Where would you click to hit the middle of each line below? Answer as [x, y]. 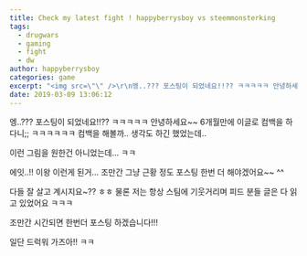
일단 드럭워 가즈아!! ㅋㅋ [52, 241]
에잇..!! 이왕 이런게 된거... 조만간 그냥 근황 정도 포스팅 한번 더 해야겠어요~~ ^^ [147, 172]
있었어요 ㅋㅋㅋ [46, 203]
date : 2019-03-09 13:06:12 [61, 94]
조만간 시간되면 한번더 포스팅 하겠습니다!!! [84, 222]
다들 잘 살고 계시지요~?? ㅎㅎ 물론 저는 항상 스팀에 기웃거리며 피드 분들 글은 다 [148, 191]
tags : [20, 27]
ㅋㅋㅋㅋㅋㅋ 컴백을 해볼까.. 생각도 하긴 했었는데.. [119, 133]
